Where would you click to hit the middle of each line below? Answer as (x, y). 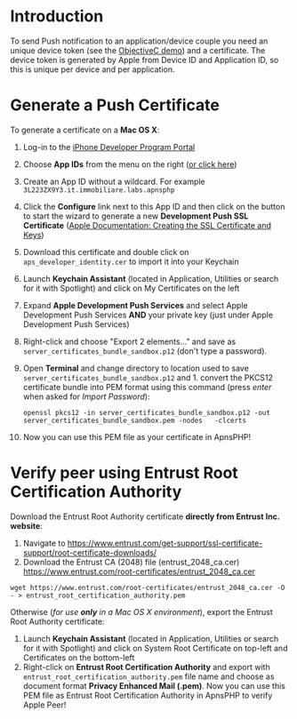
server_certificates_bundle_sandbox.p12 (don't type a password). (145, 351)
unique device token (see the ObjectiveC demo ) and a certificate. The (138, 50)
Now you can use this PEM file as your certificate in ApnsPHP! (137, 436)
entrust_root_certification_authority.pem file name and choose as (148, 676)
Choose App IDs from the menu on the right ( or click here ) (130, 164)
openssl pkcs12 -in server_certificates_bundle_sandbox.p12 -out (146, 412)
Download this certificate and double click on (106, 252)
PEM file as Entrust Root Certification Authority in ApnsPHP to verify (148, 695)
